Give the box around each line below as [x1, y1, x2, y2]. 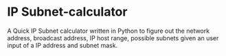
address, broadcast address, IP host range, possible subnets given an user [7, 33, 219, 42]
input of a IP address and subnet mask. [7, 41, 118, 49]
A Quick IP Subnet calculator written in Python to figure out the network [7, 27, 210, 35]
